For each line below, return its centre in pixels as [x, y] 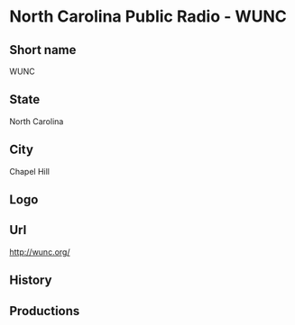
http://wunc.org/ [40, 252]
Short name [43, 50]
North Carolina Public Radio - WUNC [148, 17]
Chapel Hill [30, 171]
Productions [45, 311]
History [31, 280]
